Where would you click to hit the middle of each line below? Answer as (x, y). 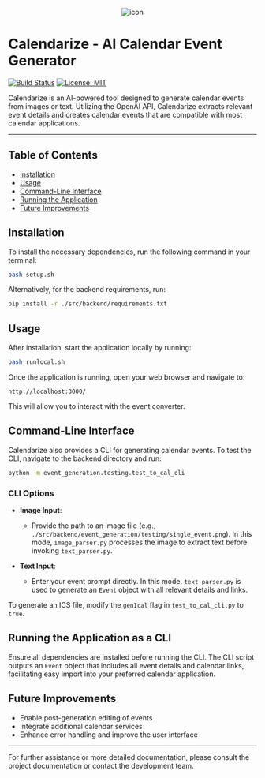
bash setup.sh (32, 275)
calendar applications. (44, 123)
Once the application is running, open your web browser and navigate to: (127, 377)
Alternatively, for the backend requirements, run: (87, 290)
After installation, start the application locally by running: (100, 348)
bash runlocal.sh (37, 362)
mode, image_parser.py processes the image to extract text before (139, 542)
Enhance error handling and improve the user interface (109, 735)
